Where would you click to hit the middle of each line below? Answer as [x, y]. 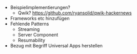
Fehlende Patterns [30, 24]
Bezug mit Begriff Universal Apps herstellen [56, 46]
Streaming [29, 29]
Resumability [31, 40]
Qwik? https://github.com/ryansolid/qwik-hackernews [75, 13]
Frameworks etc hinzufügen [40, 18]
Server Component [38, 35]
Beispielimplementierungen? [40, 7]
